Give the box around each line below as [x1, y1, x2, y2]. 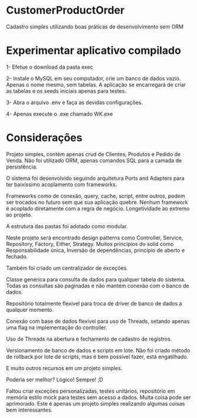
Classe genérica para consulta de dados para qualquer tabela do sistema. [6, 276, 186, 283]
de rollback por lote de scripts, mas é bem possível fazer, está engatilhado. [6, 353, 189, 360]
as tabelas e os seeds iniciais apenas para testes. [6, 87, 127, 95]
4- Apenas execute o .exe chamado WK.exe [6, 110, 113, 117]
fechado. [6, 252, 28, 260]
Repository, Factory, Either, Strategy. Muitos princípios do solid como [6, 240, 174, 247]
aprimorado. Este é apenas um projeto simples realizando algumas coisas [6, 400, 185, 407]
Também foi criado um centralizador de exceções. [6, 264, 129, 271]
